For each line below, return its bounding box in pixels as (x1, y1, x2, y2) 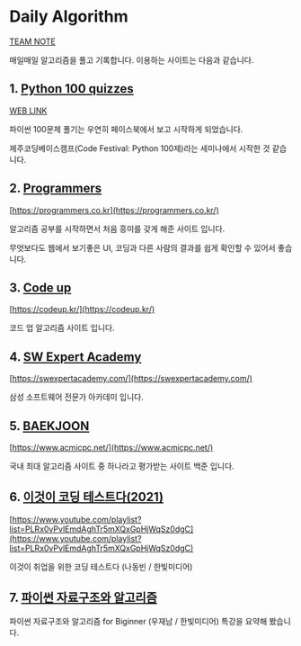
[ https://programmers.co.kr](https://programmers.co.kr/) (9, 204, 220, 215)
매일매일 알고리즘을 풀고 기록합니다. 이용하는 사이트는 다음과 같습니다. (9, 54, 254, 65)
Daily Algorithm (9, 6, 128, 27)
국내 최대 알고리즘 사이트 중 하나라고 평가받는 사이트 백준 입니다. (9, 461, 235, 471)
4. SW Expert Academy (9, 349, 142, 364)
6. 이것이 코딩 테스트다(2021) (9, 489, 164, 505)
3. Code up (9, 280, 72, 295)
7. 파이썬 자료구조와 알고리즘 (9, 590, 157, 606)
